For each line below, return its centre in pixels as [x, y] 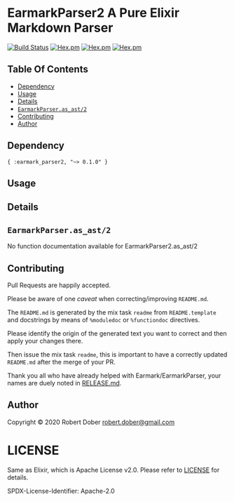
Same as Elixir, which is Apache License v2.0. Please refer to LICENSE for [113, 470]
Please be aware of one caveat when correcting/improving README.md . [108, 298]
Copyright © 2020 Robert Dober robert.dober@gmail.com [91, 422]
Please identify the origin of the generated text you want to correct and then [117, 333]
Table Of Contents [48, 69]
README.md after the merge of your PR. [61, 362]
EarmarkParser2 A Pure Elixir [94, 13]
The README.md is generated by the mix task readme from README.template [112, 312]
